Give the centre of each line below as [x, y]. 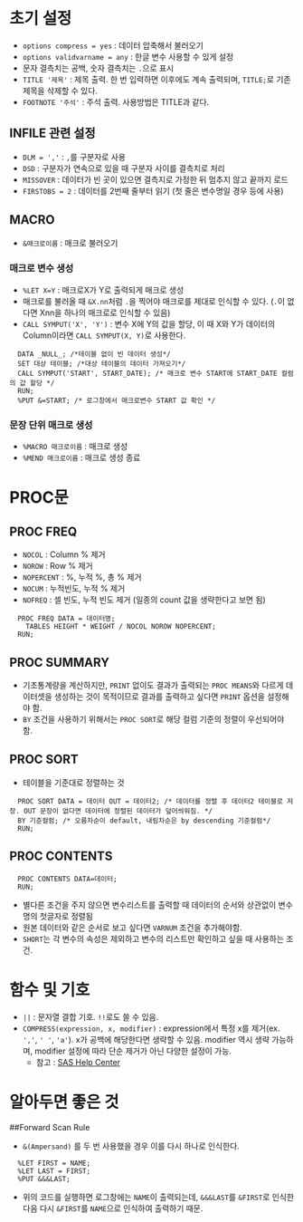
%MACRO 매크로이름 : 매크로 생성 [75, 447]
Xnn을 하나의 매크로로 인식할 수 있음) [105, 313]
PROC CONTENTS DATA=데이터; [67, 879]
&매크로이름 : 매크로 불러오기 [70, 243]
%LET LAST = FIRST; [54, 1171]
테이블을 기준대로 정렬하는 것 [73, 782]
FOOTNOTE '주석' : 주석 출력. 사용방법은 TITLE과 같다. [116, 101]
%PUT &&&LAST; [44, 1179]
